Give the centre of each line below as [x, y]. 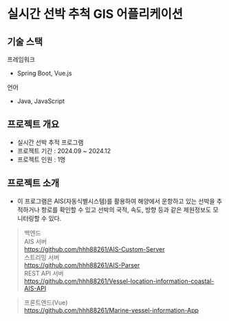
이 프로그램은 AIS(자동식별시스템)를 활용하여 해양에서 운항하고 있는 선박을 [116, 201]
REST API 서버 [44, 273]
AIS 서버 [35, 241]
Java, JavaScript [41, 101]
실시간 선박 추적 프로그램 [50, 142]
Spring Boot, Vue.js [44, 73]
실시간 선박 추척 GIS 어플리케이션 [95, 14]
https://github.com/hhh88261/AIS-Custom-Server [94, 249]
